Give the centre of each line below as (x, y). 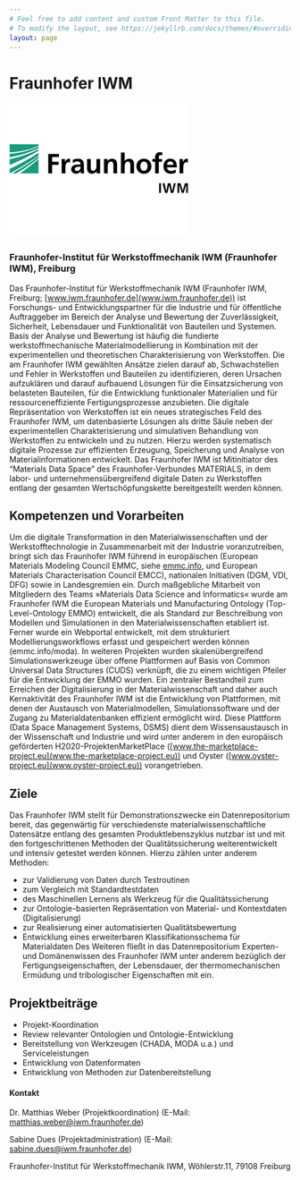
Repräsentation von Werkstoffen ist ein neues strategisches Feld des (136, 412)
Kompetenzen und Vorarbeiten (97, 516)
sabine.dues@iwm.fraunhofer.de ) (71, 1149)
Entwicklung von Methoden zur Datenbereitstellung (117, 1073)
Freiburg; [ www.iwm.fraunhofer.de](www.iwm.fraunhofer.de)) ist (128, 297)
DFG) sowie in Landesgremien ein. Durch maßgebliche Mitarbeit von (135, 585)
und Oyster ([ (207, 756)
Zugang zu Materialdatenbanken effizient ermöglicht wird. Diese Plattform (145, 718)
